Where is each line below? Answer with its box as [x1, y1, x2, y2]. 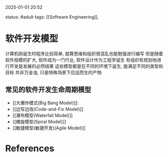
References [5, 142, 54, 154]
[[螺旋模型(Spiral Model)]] [12, 118, 66, 124]
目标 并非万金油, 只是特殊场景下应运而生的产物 [5, 69, 102, 75]
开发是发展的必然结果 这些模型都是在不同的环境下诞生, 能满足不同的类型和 [9, 63, 163, 69]
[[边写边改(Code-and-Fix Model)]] [12, 106, 83, 112]
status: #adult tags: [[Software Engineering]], [5, 14, 99, 20]
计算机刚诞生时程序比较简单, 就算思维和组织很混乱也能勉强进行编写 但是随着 [5, 50, 163, 57]
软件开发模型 [5, 33, 59, 45]
